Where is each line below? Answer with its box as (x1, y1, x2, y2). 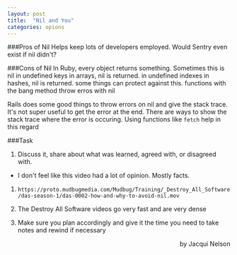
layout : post (7, 10, 46, 18)
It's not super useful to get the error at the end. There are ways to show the (7, 107, 228, 117)
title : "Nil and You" (7, 17, 74, 24)
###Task (7, 136, 33, 145)
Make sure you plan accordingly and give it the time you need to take (17, 218, 219, 227)
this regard (7, 123, 39, 131)
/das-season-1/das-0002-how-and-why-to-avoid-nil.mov (17, 192, 180, 200)
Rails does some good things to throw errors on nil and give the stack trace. (7, 100, 229, 109)
